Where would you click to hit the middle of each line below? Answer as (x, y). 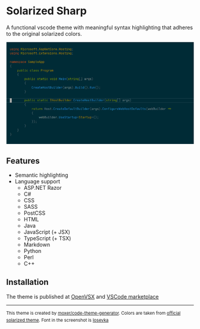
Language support (37, 181)
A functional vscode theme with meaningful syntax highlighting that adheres (100, 27)
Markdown (37, 245)
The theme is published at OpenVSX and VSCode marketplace (82, 296)
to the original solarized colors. (44, 33)
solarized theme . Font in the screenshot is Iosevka (57, 320)
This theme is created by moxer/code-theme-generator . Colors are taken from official (93, 313)
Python (32, 250)
